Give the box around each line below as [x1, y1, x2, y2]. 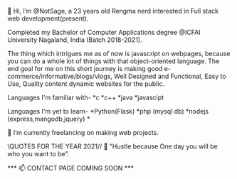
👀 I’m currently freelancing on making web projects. [7, 129, 159, 136]
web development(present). [7, 14, 89, 23]
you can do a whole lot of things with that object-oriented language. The [7, 57, 220, 65]
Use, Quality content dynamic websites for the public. [7, 80, 165, 88]
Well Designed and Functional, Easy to [113, 72, 226, 80]
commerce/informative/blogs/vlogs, [7, 72, 112, 80]
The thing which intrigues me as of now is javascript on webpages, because [7, 50, 231, 58]
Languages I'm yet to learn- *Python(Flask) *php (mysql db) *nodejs [7, 107, 209, 115]
